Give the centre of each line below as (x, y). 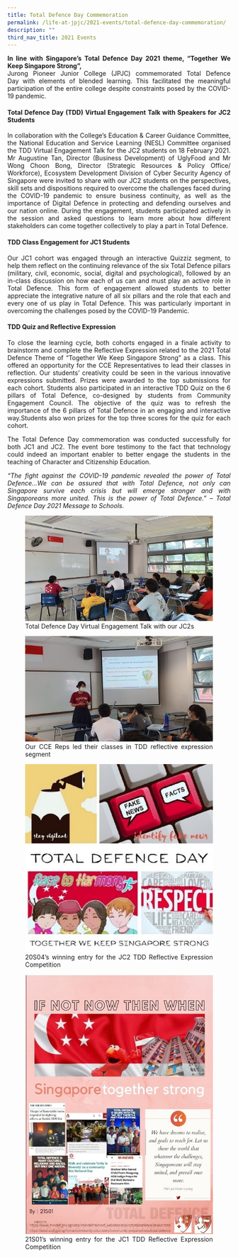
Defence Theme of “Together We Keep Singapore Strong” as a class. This (119, 357)
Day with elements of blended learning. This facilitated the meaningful (119, 81)
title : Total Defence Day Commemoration (68, 15)
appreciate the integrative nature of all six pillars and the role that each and (119, 296)
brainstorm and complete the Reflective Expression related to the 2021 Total (119, 350)
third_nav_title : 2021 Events (52, 38)
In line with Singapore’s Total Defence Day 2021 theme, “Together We (119, 58)
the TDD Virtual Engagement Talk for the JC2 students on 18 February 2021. (119, 151)
